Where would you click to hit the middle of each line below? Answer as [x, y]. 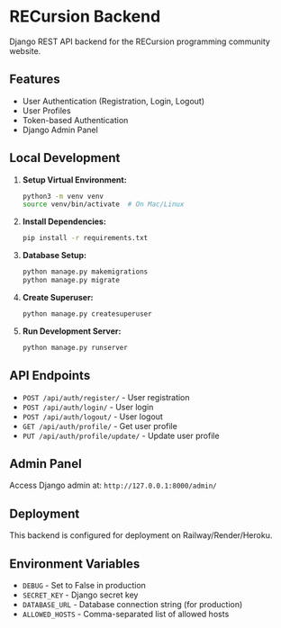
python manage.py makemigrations [85, 272]
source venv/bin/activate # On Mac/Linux [103, 204]
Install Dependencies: [64, 221]
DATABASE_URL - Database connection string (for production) [132, 604]
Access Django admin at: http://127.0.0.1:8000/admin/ [113, 485]
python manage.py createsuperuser [87, 314]
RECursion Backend [85, 17]
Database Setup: [54, 256]
